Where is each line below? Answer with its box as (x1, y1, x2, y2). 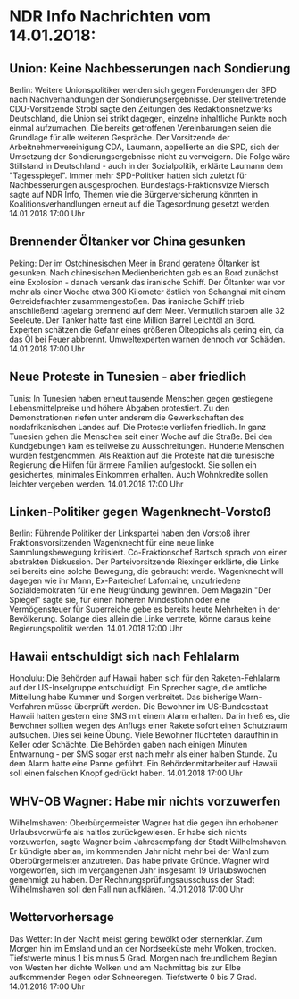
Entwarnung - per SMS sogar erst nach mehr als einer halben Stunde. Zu (9, 749, 278, 759)
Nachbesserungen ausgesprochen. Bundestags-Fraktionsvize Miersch (9, 180, 270, 190)
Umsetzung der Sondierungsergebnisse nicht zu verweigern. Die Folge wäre (9, 151, 291, 162)
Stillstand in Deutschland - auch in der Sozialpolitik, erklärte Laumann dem (9, 161, 284, 171)
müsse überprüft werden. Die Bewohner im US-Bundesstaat (47, 701, 269, 712)
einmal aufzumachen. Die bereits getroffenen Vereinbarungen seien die (9, 123, 272, 133)
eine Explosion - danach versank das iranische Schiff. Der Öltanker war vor (9, 276, 286, 287)
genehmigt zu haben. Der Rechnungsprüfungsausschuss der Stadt (9, 875, 255, 885)
